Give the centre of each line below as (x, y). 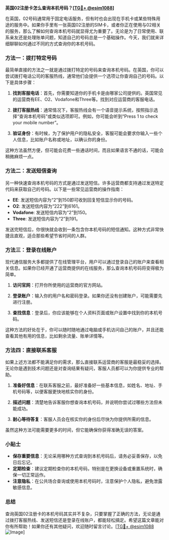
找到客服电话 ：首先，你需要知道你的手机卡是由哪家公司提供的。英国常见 (87, 93)
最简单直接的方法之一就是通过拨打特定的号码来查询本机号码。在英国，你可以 (84, 70)
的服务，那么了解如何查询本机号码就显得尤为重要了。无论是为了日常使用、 (82, 31)
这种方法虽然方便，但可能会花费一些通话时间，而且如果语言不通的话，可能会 (84, 150)
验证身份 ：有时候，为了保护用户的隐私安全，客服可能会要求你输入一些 (85, 133)
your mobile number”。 (37, 123)
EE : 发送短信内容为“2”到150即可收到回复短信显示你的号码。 (74, 200)
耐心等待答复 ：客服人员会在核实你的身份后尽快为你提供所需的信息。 (83, 419)
